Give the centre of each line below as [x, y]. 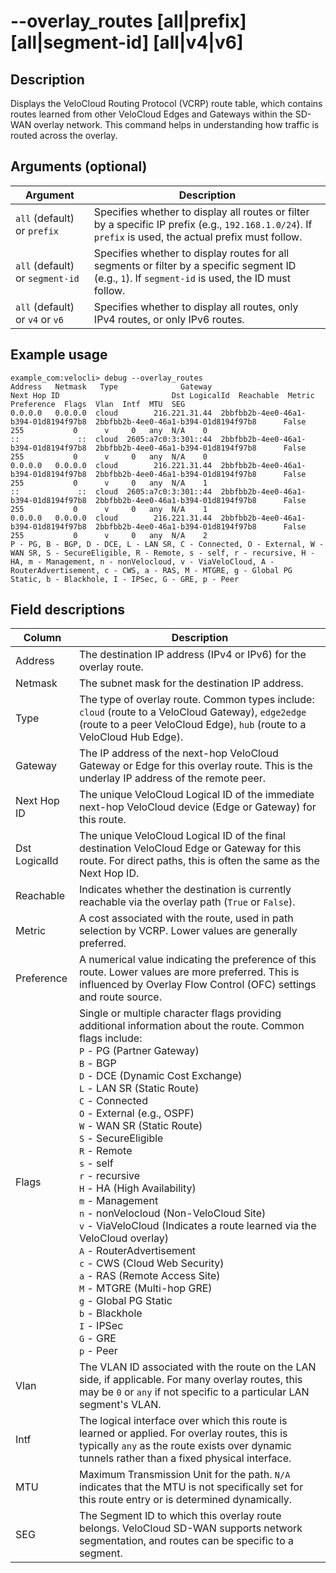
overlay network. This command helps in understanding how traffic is [176, 124]
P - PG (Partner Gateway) [139, 1051]
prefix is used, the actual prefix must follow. [198, 237]
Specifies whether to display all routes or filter [201, 212]
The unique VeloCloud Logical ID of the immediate [196, 795]
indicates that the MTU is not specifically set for [191, 1487]
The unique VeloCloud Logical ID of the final [182, 836]
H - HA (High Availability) [137, 1188]
